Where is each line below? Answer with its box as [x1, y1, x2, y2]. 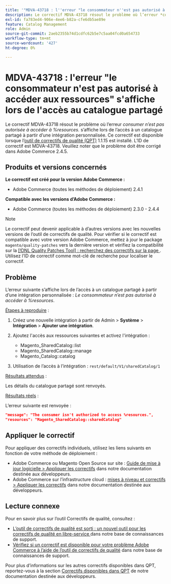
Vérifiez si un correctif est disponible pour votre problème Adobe [12, 541, 149, 548]
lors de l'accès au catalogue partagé [5, 104, 163, 116]
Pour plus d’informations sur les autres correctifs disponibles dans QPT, [5, 562, 156, 568]
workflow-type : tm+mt [5, 36, 51, 41]
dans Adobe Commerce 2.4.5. [5, 148, 68, 154]
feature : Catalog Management [5, 21, 67, 27]
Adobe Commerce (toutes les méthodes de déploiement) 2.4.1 [12, 187, 143, 193]
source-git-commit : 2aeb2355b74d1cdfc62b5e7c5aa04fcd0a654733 [5, 31, 140, 36]
